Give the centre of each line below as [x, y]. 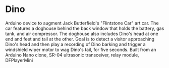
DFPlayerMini [19, 60]
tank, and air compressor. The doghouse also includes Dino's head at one [82, 33]
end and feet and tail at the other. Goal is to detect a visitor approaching [80, 39]
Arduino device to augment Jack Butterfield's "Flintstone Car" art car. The [82, 23]
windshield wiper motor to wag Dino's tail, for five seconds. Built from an [81, 49]
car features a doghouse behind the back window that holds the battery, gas [85, 28]
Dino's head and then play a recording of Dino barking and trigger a [75, 44]
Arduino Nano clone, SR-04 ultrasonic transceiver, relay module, [72, 55]
